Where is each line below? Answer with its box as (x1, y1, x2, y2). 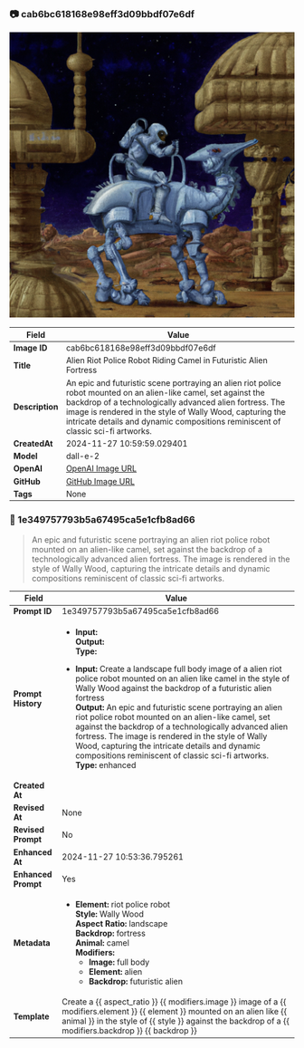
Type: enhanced (75, 759, 137, 770)
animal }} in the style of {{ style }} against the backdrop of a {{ (62, 1015, 290, 1026)
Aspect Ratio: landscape (75, 918, 168, 929)
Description (13, 401, 59, 412)
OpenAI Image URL (66, 463, 138, 474)
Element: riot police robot (75, 899, 170, 910)
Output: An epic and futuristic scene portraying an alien (75, 701, 283, 713)
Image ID (13, 342, 48, 353)
